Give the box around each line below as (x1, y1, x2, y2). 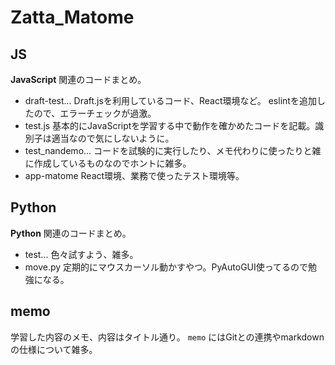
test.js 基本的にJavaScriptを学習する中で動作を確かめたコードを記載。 (24, 120, 316, 131)
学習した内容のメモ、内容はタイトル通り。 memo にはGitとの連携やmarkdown (10, 331, 325, 343)
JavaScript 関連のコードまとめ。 (10, 74, 147, 85)
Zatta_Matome (10, 6, 135, 29)
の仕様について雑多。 (10, 343, 98, 355)
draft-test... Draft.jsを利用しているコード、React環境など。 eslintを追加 (24, 95, 317, 106)
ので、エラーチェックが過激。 (33, 107, 157, 119)
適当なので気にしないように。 (51, 132, 175, 144)
